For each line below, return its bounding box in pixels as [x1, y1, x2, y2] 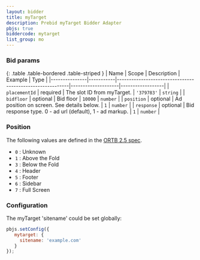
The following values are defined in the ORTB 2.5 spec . [6, 136, 143, 143]
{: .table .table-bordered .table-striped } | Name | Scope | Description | [6, 70, 180, 77]
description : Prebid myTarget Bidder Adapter [6, 20, 122, 26]
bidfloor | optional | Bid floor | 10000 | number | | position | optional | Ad [6, 95, 183, 102]
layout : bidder [6, 8, 44, 15]
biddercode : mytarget [6, 31, 60, 37]
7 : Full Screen [14, 186, 50, 193]
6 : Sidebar [14, 180, 42, 187]
